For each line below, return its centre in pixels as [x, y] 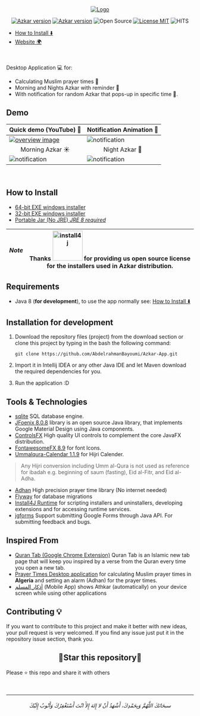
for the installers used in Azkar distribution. [110, 266]
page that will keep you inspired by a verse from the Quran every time [100, 561]
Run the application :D [42, 383]
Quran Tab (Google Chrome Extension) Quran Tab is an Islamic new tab [102, 555]
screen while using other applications [61, 593]
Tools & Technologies [47, 402]
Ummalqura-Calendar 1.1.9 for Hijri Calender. [69, 454]
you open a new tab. [40, 567]
